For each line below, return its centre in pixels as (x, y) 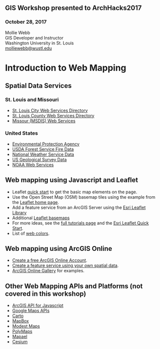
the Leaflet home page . (36, 202)
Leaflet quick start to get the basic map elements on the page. (75, 192)
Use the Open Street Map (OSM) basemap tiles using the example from (84, 197)
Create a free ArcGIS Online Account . (50, 260)
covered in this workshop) (46, 294)
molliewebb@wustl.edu (29, 48)
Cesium (20, 342)
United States (21, 133)
